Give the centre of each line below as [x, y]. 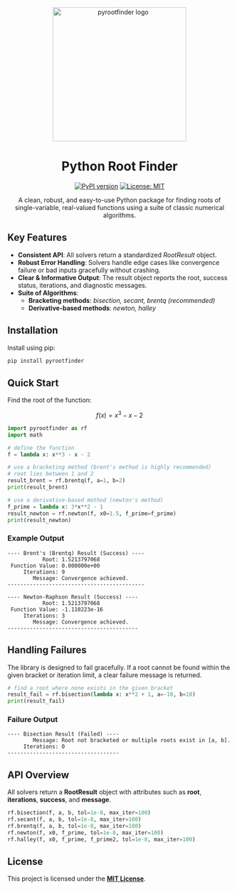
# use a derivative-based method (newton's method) [85, 500]
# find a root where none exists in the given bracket [90, 688]
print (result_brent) [38, 487]
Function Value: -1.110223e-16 [57, 609]
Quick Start [33, 382]
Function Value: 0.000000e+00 [55, 566]
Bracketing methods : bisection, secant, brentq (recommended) [122, 300]
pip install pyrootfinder [46, 361]
